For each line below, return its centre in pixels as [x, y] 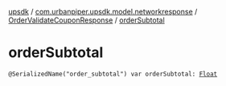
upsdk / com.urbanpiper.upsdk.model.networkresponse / [103, 12]
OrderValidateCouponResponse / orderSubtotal [86, 20]
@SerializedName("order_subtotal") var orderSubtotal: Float [113, 74]
